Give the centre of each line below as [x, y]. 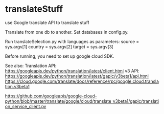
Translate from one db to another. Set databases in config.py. [67, 32]
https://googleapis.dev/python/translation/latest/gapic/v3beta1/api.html [77, 76]
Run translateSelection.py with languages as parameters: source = [72, 41]
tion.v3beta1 [17, 86]
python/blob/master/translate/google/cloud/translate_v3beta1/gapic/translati [82, 101]
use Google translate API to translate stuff [47, 23]
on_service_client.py [26, 106]
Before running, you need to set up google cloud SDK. [59, 56]
